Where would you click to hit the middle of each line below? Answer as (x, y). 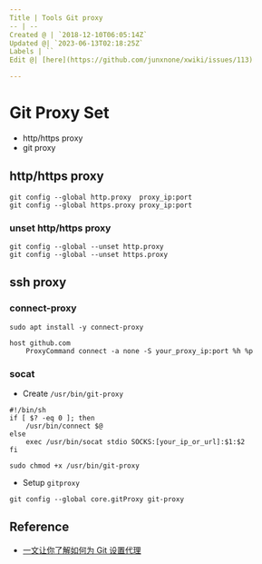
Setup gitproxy (51, 483)
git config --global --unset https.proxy (89, 255)
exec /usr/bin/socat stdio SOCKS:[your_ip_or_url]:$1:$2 (136, 442)
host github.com (40, 343)
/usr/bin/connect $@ (64, 426)
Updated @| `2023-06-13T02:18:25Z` (77, 43)
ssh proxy (38, 282)
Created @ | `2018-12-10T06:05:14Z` (78, 35)
